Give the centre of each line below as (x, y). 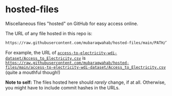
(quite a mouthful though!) (33, 72)
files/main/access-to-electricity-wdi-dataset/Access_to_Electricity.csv (86, 67)
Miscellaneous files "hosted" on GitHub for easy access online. (72, 23)
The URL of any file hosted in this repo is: (49, 33)
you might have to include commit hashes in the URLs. (63, 87)
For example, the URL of (31, 53)
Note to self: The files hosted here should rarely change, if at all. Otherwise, (86, 82)
